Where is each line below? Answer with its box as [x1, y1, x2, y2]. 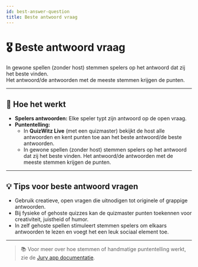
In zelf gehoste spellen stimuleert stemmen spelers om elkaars [14, 222, 167, 229]
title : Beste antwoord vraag [6, 14, 78, 20]
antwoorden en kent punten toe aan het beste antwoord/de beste [23, 134, 182, 141]
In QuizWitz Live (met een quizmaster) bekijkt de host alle [23, 127, 165, 134]
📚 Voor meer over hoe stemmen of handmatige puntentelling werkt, [20, 246, 186, 253]
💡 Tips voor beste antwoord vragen [6, 181, 138, 192]
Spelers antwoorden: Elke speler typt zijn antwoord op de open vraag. [14, 115, 187, 122]
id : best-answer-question [6, 8, 70, 15]
